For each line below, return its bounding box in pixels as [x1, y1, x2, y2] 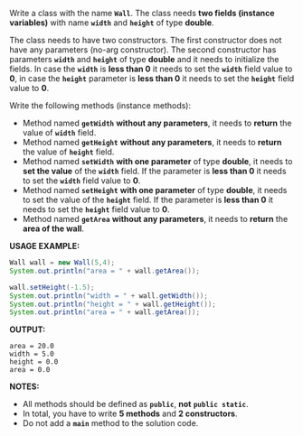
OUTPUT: [9, 324, 46, 335]
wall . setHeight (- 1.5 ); [9, 283, 95, 292]
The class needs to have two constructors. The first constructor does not [9, 35, 282, 45]
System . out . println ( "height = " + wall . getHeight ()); [9, 300, 217, 309]
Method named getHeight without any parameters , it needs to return [22, 137, 282, 147]
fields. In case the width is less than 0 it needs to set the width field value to [9, 63, 293, 74]
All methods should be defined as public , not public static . [22, 399, 249, 410]
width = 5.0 [9, 349, 54, 359]
